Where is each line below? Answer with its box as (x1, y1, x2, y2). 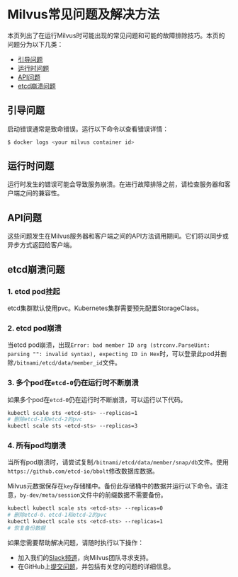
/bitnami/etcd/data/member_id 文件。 (13, 358, 122, 367)
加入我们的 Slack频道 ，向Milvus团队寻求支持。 (17, 553, 152, 561)
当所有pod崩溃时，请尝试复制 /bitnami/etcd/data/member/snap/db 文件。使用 (7, 458, 229, 467)
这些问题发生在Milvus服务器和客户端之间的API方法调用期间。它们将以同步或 (7, 232, 229, 241)
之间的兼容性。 (19, 189, 64, 198)
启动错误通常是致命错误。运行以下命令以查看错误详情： (7, 125, 169, 133)
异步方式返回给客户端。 (7, 241, 76, 249)
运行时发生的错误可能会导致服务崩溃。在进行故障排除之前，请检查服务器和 (7, 180, 225, 188)
